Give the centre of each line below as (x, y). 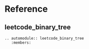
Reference (26, 9)
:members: (21, 43)
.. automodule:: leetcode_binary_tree (44, 38)
